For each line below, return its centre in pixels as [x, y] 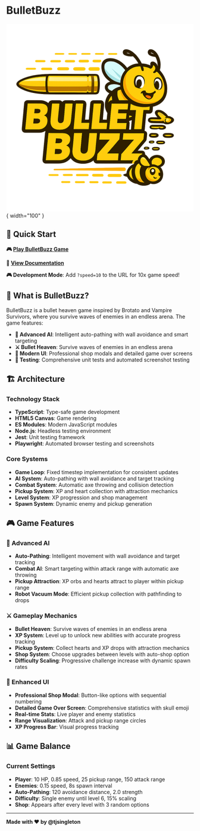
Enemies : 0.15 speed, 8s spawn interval [63, 785]
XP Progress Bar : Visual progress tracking [67, 727]
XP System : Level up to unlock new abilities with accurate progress [98, 635]
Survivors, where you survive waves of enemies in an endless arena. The [96, 316]
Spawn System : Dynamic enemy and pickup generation [83, 503]
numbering [28, 701]
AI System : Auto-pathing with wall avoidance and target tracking [94, 478]
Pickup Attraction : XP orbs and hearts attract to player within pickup [99, 581]
